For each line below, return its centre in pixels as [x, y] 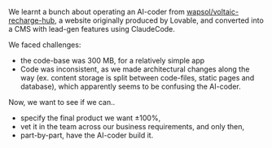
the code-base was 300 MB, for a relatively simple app [112, 61]
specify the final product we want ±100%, [90, 118]
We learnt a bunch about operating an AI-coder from [97, 12]
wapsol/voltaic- [212, 12]
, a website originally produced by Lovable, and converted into [159, 20]
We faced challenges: [45, 45]
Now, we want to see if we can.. [62, 102]
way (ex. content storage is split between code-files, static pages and [137, 78]
